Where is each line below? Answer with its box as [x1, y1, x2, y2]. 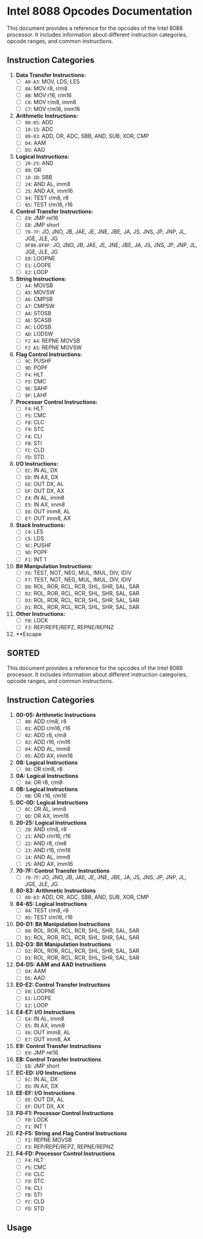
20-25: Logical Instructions [15, 819, 87, 827]
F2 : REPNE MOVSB [24, 1136, 72, 1144]
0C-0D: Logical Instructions [15, 799, 88, 806]
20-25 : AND [24, 160, 54, 167]
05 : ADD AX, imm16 [24, 752, 73, 759]
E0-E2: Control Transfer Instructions [15, 981, 111, 988]
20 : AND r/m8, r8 [24, 826, 67, 833]
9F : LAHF [24, 391, 48, 399]
